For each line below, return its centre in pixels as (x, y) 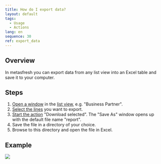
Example (18, 145)
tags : (10, 18)
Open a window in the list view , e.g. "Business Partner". (67, 104)
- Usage (17, 23)
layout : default (21, 14)
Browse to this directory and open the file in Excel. (62, 130)
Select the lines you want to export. (48, 109)
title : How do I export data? (36, 9)
